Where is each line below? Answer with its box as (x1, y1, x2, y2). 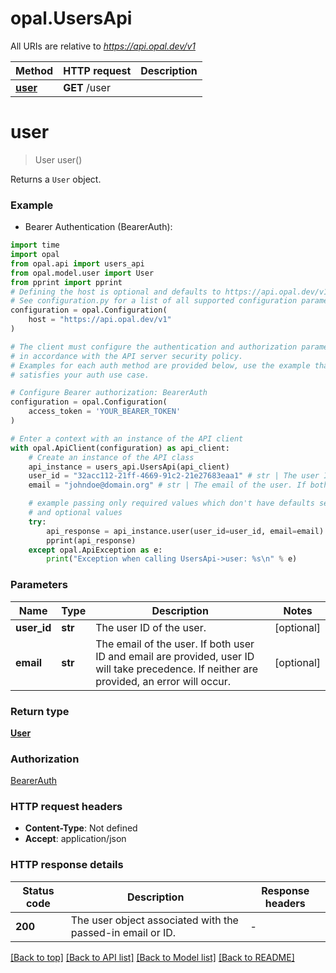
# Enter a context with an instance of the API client (10, 433, 244, 444)
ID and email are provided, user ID (95, 649, 255, 663)
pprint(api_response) (46, 535, 137, 546)
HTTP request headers (10, 800, 123, 814)
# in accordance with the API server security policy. (10, 351, 244, 361)
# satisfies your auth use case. (10, 370, 150, 380)
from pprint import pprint (10, 277, 123, 287)
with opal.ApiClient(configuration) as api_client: (10, 443, 230, 453)
